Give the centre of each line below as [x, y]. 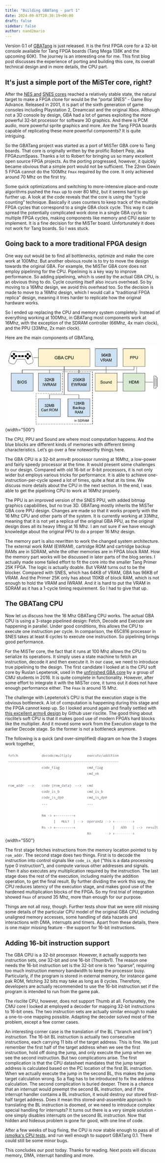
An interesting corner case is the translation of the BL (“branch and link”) [79, 1031]
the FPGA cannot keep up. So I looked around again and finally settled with [81, 708]
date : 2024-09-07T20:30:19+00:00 [39, 16]
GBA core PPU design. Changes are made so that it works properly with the [82, 510]
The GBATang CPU [34, 604]
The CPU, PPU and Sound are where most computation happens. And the [79, 439]
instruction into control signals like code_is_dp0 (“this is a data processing [79, 861]
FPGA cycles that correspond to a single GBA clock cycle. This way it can [79, 207]
